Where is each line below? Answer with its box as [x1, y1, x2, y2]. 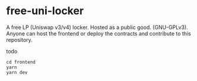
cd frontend [6, 59, 36, 65]
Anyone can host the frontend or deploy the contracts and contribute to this [6, 30, 191, 37]
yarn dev [6, 69, 28, 75]
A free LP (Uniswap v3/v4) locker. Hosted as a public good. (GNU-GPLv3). [6, 24, 188, 31]
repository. [6, 36, 33, 43]
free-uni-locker [6, 4, 84, 18]
